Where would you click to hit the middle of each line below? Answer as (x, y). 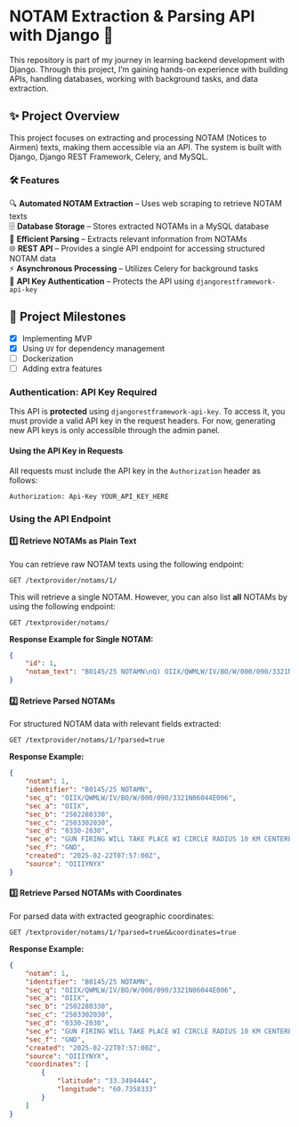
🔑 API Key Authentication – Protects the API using (101, 281)
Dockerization (48, 358)
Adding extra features (62, 369)
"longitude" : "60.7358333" (107, 1090)
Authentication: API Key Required (83, 392)
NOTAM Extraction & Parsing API (132, 16)
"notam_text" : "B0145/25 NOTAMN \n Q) (93, 672)
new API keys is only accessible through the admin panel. (115, 431)
